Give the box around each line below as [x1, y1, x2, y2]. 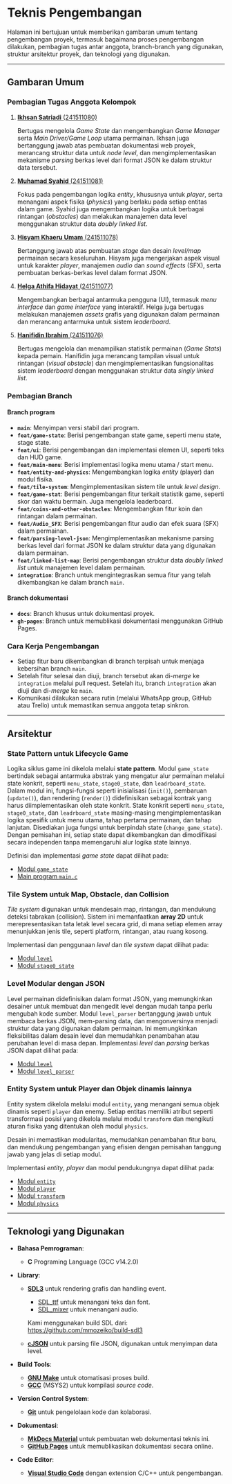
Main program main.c [17, 872, 78, 881]
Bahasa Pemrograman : [17, 1244, 84, 1252]
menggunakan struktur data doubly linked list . [17, 220, 148, 228]
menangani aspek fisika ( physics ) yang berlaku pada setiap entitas [17, 197, 207, 206]
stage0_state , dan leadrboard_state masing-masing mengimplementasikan [7, 809, 222, 817]
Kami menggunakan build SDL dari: [27, 1318, 128, 1327]
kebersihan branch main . [17, 664, 87, 673]
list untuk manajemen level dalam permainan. [17, 563, 146, 572]
